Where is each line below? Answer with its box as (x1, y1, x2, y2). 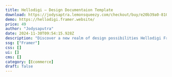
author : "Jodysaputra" (5, 26, 54, 31)
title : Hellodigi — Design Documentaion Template (5, 7, 114, 13)
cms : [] (5, 54, 22, 60)
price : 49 (5, 21, 27, 27)
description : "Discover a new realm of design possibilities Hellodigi (5, 36, 161, 41)
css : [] (5, 45, 22, 50)
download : (5, 12, 27, 17)
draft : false (5, 64, 33, 69)
